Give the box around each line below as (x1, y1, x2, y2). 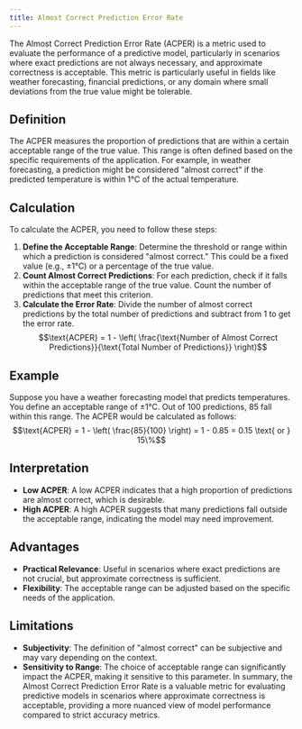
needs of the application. (22, 592, 115, 603)
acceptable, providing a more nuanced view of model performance (22, 699, 271, 710)
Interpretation (9, 460, 89, 476)
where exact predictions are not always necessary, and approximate (9, 57, 263, 68)
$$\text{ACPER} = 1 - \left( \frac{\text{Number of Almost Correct (38, 333, 278, 343)
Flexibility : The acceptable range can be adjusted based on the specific (22, 582, 291, 593)
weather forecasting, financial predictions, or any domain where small (9, 76, 269, 87)
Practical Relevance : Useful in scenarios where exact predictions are (22, 563, 281, 574)
